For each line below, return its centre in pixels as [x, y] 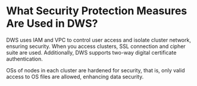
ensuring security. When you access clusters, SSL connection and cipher [96, 46]
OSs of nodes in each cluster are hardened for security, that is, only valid [96, 70]
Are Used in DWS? [52, 23]
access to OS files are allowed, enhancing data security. [75, 77]
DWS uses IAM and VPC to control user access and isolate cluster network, [99, 40]
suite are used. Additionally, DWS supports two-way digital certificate [91, 52]
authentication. [25, 59]
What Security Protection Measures [97, 11]
